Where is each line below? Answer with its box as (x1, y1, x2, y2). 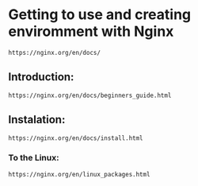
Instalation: (8, 113, 66, 126)
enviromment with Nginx (8, 22, 174, 41)
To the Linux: (8, 153, 59, 164)
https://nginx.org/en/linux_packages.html (8, 170, 150, 178)
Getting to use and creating (8, 6, 192, 24)
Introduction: (8, 70, 74, 84)
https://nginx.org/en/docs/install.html (8, 134, 144, 142)
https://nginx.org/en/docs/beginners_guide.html (8, 91, 172, 99)
